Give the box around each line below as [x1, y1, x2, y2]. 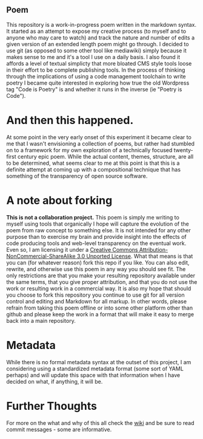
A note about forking [6, 193, 113, 207]
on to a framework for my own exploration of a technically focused [6, 146, 173, 154]
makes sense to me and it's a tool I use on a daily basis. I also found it [6, 53, 181, 60]
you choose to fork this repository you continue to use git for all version [6, 291, 185, 299]
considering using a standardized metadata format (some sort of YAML [6, 365, 184, 372]
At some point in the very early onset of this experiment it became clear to [6, 133, 192, 140]
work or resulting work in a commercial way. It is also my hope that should [6, 285, 191, 292]
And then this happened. [6, 114, 134, 127]
